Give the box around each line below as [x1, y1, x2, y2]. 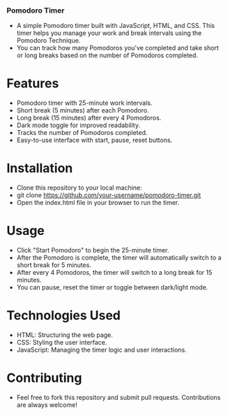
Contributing [6, 370, 82, 386]
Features [6, 76, 59, 92]
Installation [6, 160, 73, 176]
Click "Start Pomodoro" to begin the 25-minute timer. [16, 246, 169, 254]
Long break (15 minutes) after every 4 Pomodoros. [16, 114, 162, 122]
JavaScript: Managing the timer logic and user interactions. [16, 345, 187, 354]
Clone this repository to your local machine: [16, 184, 142, 192]
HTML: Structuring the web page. [16, 331, 113, 339]
